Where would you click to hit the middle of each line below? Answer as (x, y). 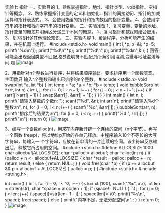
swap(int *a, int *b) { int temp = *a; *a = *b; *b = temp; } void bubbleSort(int (82, 85)
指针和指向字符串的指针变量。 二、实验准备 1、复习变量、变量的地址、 (89, 26)
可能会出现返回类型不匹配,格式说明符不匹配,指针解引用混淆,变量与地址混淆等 (82, 56)
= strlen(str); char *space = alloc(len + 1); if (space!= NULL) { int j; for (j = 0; (82, 189)
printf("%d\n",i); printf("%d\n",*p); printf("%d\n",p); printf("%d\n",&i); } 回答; (82, 50)
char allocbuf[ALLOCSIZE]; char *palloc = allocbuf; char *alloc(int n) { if (78, 153)
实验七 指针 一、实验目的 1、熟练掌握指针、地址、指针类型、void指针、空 (79, 7)
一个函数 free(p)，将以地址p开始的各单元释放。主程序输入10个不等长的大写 (81, 135)
